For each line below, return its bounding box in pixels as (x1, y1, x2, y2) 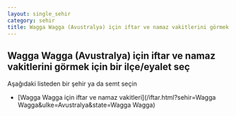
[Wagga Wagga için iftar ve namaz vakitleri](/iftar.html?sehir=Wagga (17, 93, 216, 102)
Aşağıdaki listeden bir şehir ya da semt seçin (7, 79, 138, 88)
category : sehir (7, 17, 55, 24)
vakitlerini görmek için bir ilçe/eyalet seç (7, 61, 191, 73)
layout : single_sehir (7, 10, 71, 18)
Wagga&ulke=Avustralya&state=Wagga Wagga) (17, 100, 155, 110)
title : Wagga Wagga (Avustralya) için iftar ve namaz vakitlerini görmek (7, 23, 230, 30)
